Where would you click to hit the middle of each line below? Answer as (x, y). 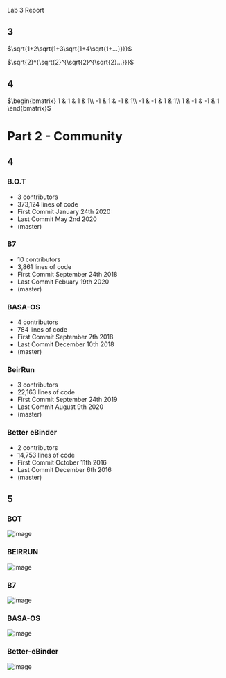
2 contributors (37, 447)
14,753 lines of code (46, 455)
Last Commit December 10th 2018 (66, 344)
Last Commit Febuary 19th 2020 (63, 282)
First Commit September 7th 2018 (65, 337)
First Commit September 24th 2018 (67, 274)
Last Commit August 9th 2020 (60, 407)
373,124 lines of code (47, 204)
